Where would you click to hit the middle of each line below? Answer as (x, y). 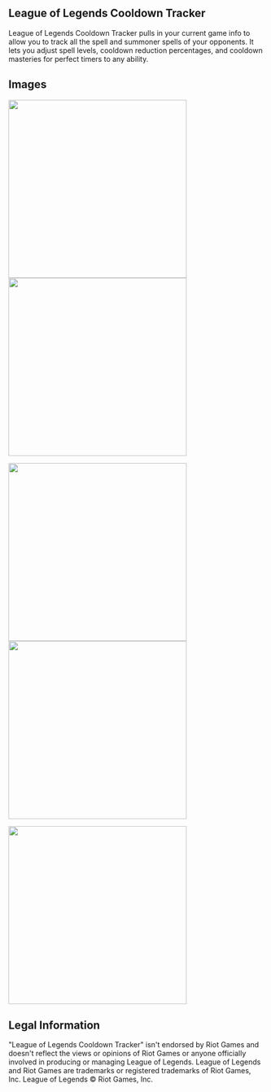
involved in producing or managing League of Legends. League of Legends (135, 1062)
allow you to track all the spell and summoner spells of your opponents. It (131, 41)
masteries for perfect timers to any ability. (79, 59)
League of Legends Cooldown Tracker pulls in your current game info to (129, 33)
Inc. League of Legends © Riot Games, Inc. (81, 1079)
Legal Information (54, 1026)
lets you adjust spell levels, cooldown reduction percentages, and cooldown (135, 50)
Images (28, 85)
